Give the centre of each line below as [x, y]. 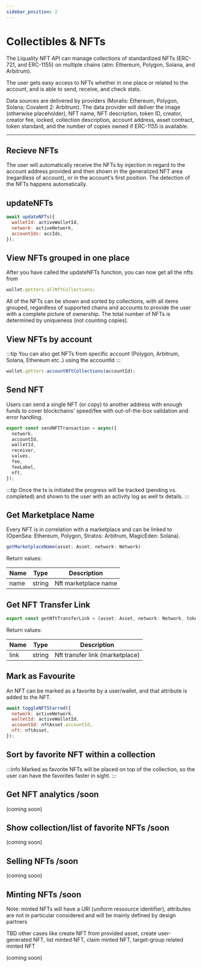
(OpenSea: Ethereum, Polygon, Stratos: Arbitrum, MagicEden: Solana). [93, 536]
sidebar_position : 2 [32, 12]
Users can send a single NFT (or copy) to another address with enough [94, 404]
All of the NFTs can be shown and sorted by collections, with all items [92, 302]
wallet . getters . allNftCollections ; [51, 290]
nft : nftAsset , [31, 730]
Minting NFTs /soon [44, 895]
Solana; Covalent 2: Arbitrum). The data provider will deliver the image [93, 107]
